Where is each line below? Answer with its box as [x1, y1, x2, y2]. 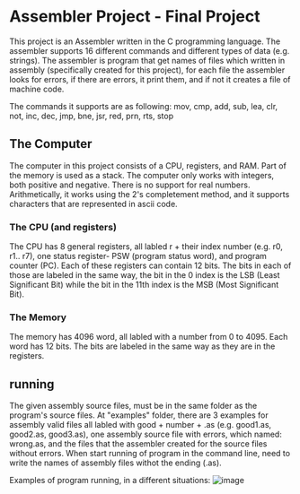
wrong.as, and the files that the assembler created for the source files [9, 438, 268, 449]
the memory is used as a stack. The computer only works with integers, [9, 169, 275, 180]
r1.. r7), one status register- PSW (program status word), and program [9, 251, 268, 262]
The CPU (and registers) [9, 221, 117, 233]
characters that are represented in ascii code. [9, 198, 178, 209]
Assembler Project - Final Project [9, 6, 260, 27]
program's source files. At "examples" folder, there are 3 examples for [9, 410, 269, 420]
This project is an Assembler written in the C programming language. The [9, 36, 281, 47]
